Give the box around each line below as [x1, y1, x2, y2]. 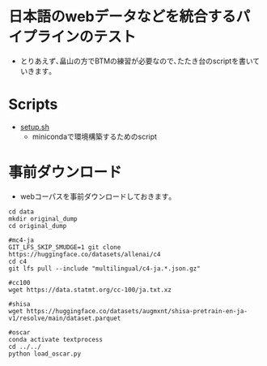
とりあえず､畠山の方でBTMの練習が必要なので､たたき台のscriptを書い [19, 56, 253, 66]
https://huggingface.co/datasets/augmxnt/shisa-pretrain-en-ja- [26, 307, 248, 315]
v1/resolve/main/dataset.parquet [8, 314, 121, 322]
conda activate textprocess [8, 335, 104, 343]
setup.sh [19, 122, 50, 131]
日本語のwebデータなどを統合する [8, 7, 236, 26]
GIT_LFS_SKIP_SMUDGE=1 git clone [8, 243, 121, 252]
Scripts [8, 95, 58, 114]
